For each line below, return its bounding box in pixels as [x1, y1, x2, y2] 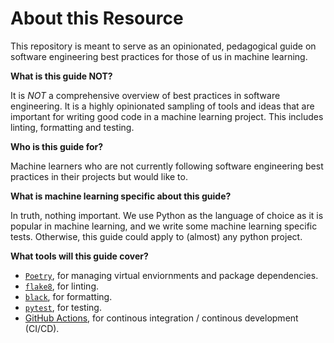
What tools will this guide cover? [10, 250, 149, 262]
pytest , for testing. [24, 301, 102, 313]
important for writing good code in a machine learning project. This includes [10, 110, 324, 122]
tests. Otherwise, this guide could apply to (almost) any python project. [10, 230, 303, 242]
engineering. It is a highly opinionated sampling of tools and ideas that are [10, 100, 315, 112]
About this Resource [10, 7, 184, 30]
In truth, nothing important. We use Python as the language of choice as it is [10, 209, 324, 221]
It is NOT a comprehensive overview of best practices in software [10, 89, 281, 101]
